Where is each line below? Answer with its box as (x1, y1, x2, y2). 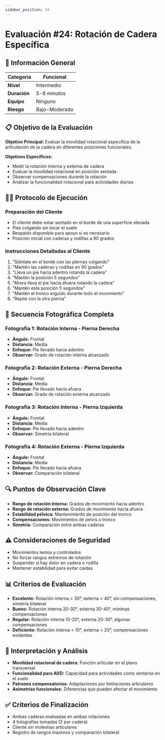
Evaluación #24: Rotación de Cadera (5, 28, 158, 40)
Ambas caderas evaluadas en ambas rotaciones (12, 714, 110, 720)
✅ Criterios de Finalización (5, 700, 89, 709)
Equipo (7, 98, 25, 104)
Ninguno (36, 98, 56, 104)
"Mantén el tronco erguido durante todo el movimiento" (12, 291, 125, 296)
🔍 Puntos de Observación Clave (5, 485, 106, 493)
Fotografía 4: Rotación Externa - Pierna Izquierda (5, 443, 125, 450)
